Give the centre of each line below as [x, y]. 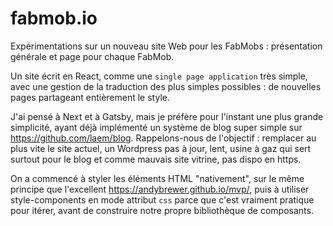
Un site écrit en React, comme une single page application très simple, [159, 76]
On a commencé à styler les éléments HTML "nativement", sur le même [157, 178]
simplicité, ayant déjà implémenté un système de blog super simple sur [156, 127]
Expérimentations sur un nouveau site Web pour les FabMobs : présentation [166, 46]
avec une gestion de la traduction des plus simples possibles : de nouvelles [166, 86]
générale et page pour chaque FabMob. [92, 56]
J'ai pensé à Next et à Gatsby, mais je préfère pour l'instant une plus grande [167, 116]
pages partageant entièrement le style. [90, 97]
